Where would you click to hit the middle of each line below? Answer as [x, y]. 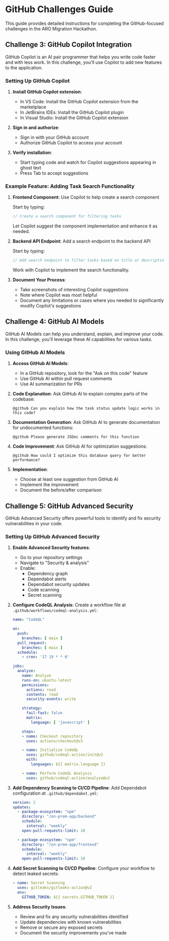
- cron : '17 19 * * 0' [46, 657]
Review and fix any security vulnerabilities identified [74, 916]
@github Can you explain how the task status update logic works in [86, 409]
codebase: [24, 399]
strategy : [32, 708]
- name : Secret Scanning [39, 883]
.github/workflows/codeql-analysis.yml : [55, 610]
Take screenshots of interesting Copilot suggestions [74, 290]
